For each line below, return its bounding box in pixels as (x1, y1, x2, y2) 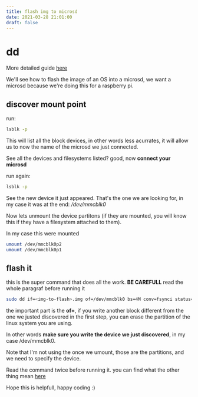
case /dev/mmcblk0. (6, 337, 56, 344)
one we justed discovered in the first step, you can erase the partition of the (6, 313, 190, 320)
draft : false (6, 19, 38, 25)
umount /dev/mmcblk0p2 (6, 241, 62, 247)
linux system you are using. (6, 320, 72, 327)
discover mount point (6, 99, 87, 109)
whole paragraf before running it (6, 285, 85, 292)
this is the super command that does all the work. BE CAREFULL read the (6, 278, 184, 286)
